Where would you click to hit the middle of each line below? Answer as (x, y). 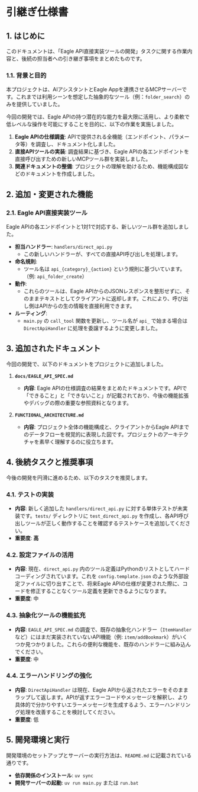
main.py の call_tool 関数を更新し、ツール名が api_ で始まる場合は (106, 320)
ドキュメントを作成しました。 (61, 174)
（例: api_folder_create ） (55, 276)
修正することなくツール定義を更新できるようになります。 (100, 591)
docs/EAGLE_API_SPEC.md (44, 376)
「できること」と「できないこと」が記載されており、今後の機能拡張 (106, 395)
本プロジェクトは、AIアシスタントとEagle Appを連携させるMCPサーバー (94, 89)
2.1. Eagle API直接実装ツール (47, 213)
